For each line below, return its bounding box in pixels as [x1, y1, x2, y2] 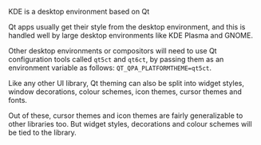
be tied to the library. [8, 127, 77, 137]
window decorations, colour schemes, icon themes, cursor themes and [8, 87, 242, 96]
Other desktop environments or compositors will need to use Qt [8, 46, 217, 55]
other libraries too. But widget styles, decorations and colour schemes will [8, 120, 253, 128]
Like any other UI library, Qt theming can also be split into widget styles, [8, 79, 245, 88]
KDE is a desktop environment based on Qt [8, 7, 150, 16]
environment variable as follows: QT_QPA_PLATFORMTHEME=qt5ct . [8, 63, 212, 72]
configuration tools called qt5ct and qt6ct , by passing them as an [8, 55, 224, 64]
